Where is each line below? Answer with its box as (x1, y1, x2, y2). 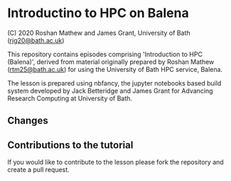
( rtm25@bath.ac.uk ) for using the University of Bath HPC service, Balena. (7, 65, 222, 73)
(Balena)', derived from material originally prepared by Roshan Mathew (7, 57, 215, 66)
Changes (7, 115, 48, 127)
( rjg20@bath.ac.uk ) (7, 36, 65, 44)
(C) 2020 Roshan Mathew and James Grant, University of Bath (7, 29, 190, 37)
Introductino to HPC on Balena (7, 5, 190, 21)
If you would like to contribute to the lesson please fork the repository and (7, 158, 224, 167)
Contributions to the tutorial (7, 139, 134, 151)
